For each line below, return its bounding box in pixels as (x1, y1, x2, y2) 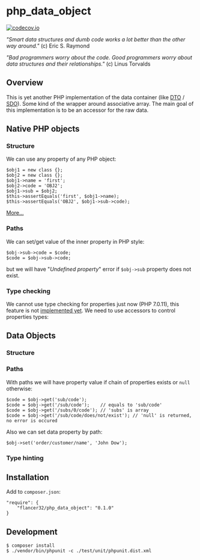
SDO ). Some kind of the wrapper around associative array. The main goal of (6, 100, 194, 107)
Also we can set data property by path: (6, 428, 103, 435)
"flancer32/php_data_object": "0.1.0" (17, 505, 114, 511)
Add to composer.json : (6, 488, 61, 496)
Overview (6, 78, 44, 88)
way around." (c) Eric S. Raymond (6, 42, 90, 49)
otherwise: (6, 385, 33, 392)
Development (6, 526, 58, 537)
